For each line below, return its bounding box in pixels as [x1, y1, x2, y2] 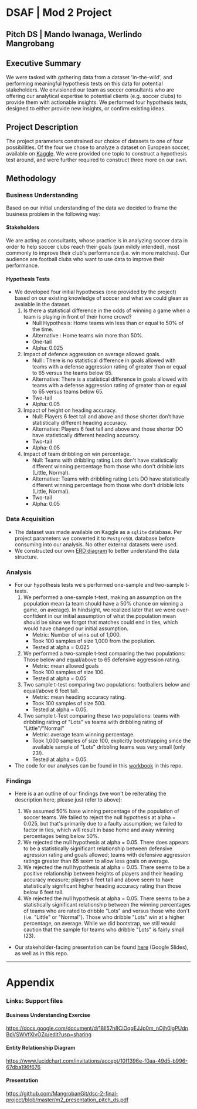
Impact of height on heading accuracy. [23, 407, 117, 414]
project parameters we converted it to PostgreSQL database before [14, 535, 175, 542]
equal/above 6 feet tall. [23, 687, 79, 694]
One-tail [32, 338, 52, 346]
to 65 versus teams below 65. [32, 388, 104, 395]
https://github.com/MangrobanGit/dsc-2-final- [6, 1090, 118, 1097]
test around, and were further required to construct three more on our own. [6, 156, 188, 164]
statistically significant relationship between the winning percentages [23, 901, 191, 908]
